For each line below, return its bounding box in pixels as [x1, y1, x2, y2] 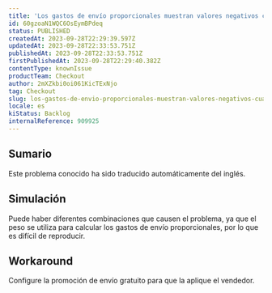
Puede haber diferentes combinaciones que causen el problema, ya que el [8, 214, 257, 223]
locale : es [8, 102, 45, 110]
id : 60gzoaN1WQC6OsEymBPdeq [8, 19, 104, 28]
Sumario [8, 147, 53, 161]
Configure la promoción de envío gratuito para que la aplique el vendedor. [8, 276, 255, 286]
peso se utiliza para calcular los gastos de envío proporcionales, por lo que [8, 222, 259, 231]
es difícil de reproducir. [8, 231, 86, 240]
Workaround [8, 254, 74, 268]
